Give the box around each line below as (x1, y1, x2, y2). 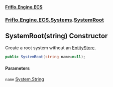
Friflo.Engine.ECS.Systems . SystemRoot (5, 16, 105, 23)
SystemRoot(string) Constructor (5, 31, 108, 40)
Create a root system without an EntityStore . (5, 45, 96, 51)
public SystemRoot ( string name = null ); (5, 55, 86, 60)
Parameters (5, 65, 30, 71)
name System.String (5, 76, 44, 82)
